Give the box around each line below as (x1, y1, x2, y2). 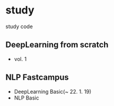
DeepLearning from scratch (5, 40, 109, 50)
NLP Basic (14, 94, 39, 101)
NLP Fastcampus (5, 73, 69, 83)
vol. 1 (14, 55, 27, 62)
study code (5, 23, 33, 30)
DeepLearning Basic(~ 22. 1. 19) (14, 88, 92, 95)
